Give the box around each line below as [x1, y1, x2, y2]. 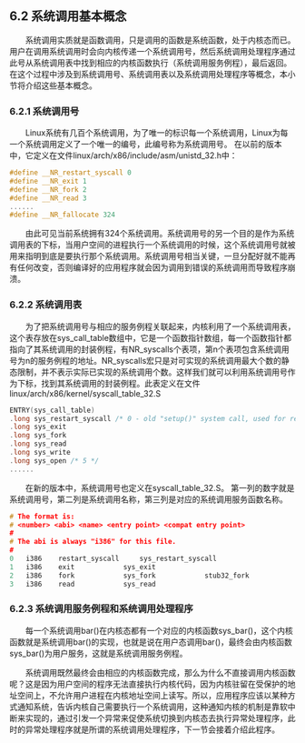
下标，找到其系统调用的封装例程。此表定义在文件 [16, 377, 201, 388]
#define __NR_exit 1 [9, 176, 88, 186]
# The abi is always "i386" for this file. [9, 537, 177, 547]
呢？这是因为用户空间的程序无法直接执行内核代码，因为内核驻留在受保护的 [9, 678, 288, 689]
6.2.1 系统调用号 [9, 105, 80, 117]
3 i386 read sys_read [9, 579, 156, 588]
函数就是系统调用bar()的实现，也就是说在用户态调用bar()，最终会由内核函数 [9, 636, 293, 648]
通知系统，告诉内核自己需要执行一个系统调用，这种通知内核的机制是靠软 [16, 701, 288, 712]
